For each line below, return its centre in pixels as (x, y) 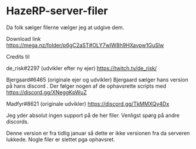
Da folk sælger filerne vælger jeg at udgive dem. (65, 27)
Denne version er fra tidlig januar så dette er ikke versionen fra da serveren (98, 133)
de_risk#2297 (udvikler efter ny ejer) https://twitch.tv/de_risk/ (82, 68)
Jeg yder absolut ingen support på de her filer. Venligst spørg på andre (93, 115)
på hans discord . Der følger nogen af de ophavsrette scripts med (86, 86)
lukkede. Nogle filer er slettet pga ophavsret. (61, 139)
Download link (24, 39)
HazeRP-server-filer (57, 11)
